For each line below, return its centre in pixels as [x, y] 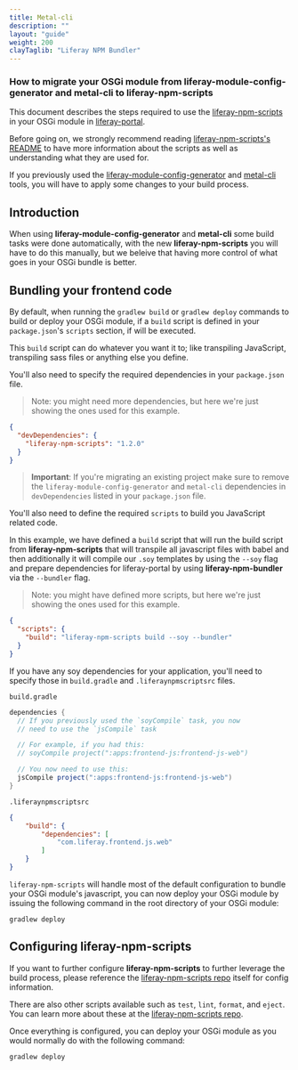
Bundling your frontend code [91, 290]
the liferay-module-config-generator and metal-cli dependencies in [158, 487]
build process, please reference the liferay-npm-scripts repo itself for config [149, 977]
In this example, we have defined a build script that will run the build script [146, 540]
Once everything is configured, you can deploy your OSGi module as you [143, 1031]
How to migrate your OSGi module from [96, 82]
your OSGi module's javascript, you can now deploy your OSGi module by [144, 893]
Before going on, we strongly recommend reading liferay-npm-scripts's [140, 139]
